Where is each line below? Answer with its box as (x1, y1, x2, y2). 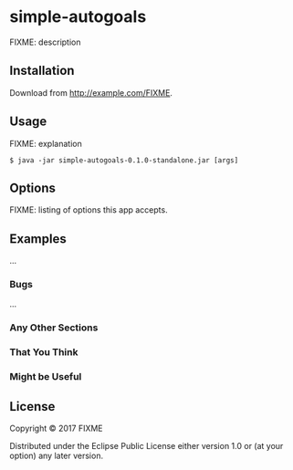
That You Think (9, 346, 78, 359)
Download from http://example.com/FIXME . (9, 87, 173, 98)
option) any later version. (9, 450, 103, 462)
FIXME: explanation (9, 138, 82, 149)
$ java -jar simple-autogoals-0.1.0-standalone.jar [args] (9, 155, 239, 165)
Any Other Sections (9, 321, 99, 334)
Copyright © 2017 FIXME (9, 423, 103, 434)
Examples (9, 231, 67, 246)
